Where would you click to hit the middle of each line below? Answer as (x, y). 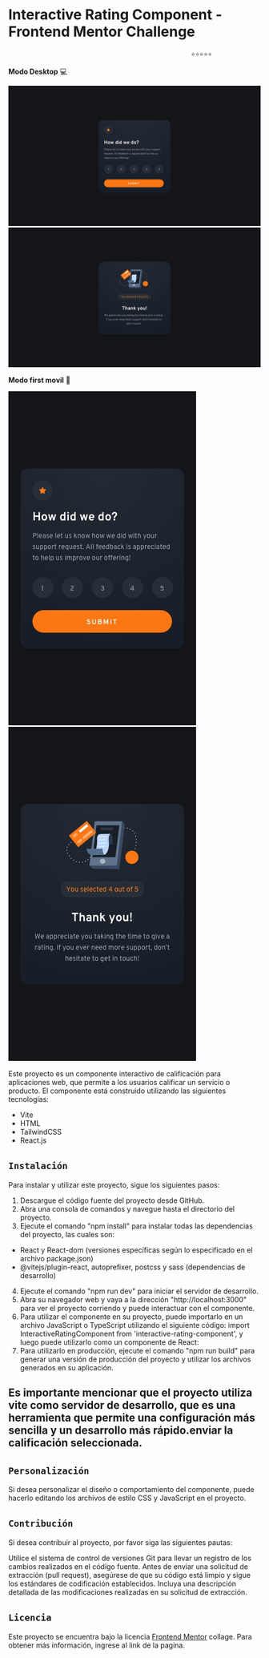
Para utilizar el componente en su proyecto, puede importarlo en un (131, 1317)
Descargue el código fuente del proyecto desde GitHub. (112, 1200)
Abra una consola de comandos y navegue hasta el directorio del (127, 1208)
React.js (33, 1140)
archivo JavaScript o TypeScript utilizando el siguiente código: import (134, 1325)
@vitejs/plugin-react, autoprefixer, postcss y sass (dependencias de (132, 1267)
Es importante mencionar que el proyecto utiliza (130, 1393)
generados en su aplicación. (66, 1367)
